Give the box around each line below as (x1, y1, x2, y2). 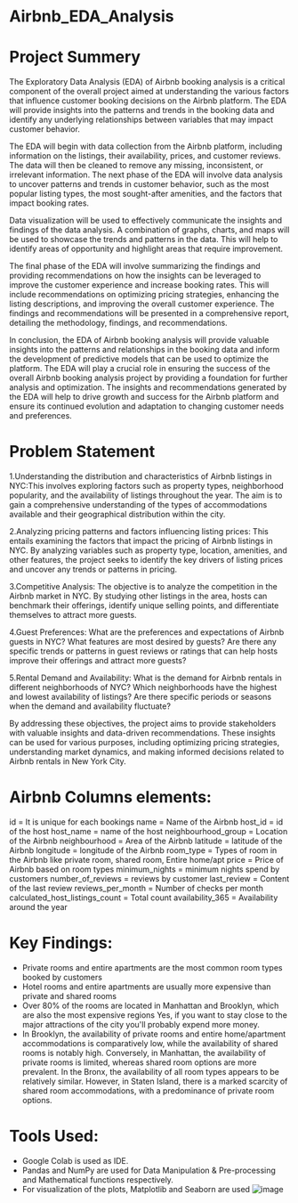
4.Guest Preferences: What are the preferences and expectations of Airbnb (9, 627, 285, 638)
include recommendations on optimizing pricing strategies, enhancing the (9, 289, 279, 300)
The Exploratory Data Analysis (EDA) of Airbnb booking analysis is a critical (9, 77, 286, 87)
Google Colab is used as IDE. (21, 1155, 129, 1166)
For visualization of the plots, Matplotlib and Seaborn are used (21, 1183, 251, 1194)
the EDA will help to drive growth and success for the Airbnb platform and (9, 392, 279, 402)
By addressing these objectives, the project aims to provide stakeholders (9, 719, 277, 729)
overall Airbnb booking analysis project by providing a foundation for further (9, 372, 288, 384)
